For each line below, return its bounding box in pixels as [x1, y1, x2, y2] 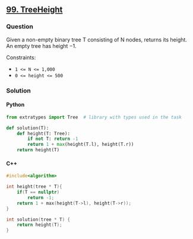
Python [6, 101, 25, 109]
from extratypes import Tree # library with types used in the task [6, 114, 182, 120]
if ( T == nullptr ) [17, 189, 60, 195]
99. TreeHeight [6, 5, 63, 15]
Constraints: [6, 53, 36, 61]
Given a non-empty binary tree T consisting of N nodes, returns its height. [6, 36, 187, 43]
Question [6, 23, 34, 31]
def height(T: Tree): [17, 130, 70, 136]
